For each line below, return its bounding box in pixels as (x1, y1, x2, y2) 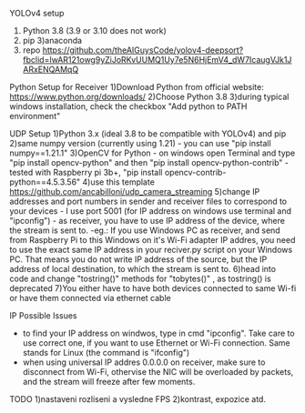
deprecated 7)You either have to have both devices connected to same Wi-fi (9, 283, 297, 294)
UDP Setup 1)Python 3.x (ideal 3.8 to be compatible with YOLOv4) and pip (9, 128, 287, 139)
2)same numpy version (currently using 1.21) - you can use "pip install (9, 138, 271, 148)
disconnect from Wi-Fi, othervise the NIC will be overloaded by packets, (22, 367, 294, 377)
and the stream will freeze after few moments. (22, 377, 196, 387)
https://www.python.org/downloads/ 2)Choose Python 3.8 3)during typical (9, 91, 290, 102)
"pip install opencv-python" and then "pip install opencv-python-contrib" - (9, 157, 290, 167)
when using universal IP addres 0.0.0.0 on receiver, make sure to (22, 357, 266, 368)
